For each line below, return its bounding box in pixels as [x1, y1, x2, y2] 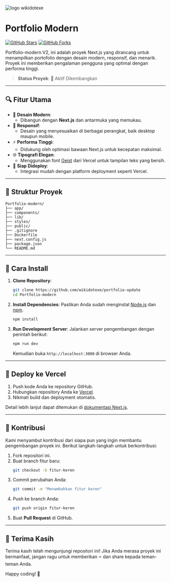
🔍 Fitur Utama [5, 96, 52, 104]
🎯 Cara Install [5, 264, 48, 273]
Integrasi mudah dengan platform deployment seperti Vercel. [20, 168, 148, 174]
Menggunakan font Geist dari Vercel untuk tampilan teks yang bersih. [20, 157, 166, 163]
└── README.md [5, 246, 36, 251]
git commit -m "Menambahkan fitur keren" [12, 486, 102, 492]
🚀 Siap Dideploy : [12, 163, 48, 169]
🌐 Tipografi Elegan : [12, 152, 55, 158]
